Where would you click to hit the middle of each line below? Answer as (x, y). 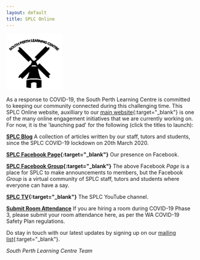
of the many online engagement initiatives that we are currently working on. (100, 118)
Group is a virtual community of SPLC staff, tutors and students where (93, 179)
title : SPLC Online (31, 19)
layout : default (26, 13)
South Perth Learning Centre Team (50, 250)
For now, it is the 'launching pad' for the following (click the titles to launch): (100, 125)
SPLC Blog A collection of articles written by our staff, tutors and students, (98, 136)
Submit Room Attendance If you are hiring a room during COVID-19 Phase (98, 208)
